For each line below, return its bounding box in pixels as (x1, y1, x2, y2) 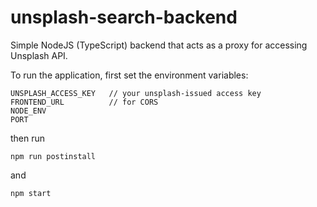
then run (10, 132, 46, 144)
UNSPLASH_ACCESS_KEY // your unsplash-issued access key (10, 88, 262, 98)
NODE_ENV (10, 106, 47, 116)
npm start (10, 188, 52, 198)
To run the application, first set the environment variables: (10, 69, 249, 81)
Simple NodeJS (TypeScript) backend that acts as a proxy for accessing (10, 39, 308, 51)
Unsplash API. (10, 49, 68, 61)
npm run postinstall (10, 151, 97, 161)
